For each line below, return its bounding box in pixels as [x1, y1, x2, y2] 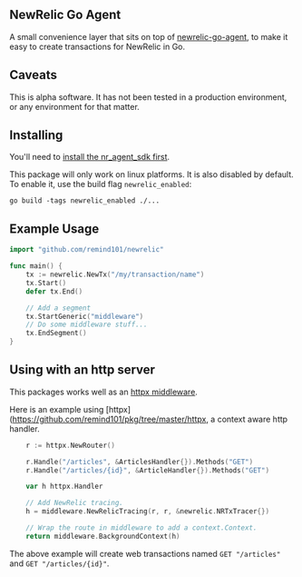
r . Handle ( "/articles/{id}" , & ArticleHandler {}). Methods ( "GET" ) [25, 465, 270, 475]
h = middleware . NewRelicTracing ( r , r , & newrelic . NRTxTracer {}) [25, 507, 270, 516]
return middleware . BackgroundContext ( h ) [25, 532, 180, 541]
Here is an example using [9, 403, 104, 414]
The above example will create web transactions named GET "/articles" [9, 548, 281, 559]
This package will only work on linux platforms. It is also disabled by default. [9, 169, 295, 180]
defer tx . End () [25, 286, 83, 296]
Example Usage [9, 221, 100, 236]
